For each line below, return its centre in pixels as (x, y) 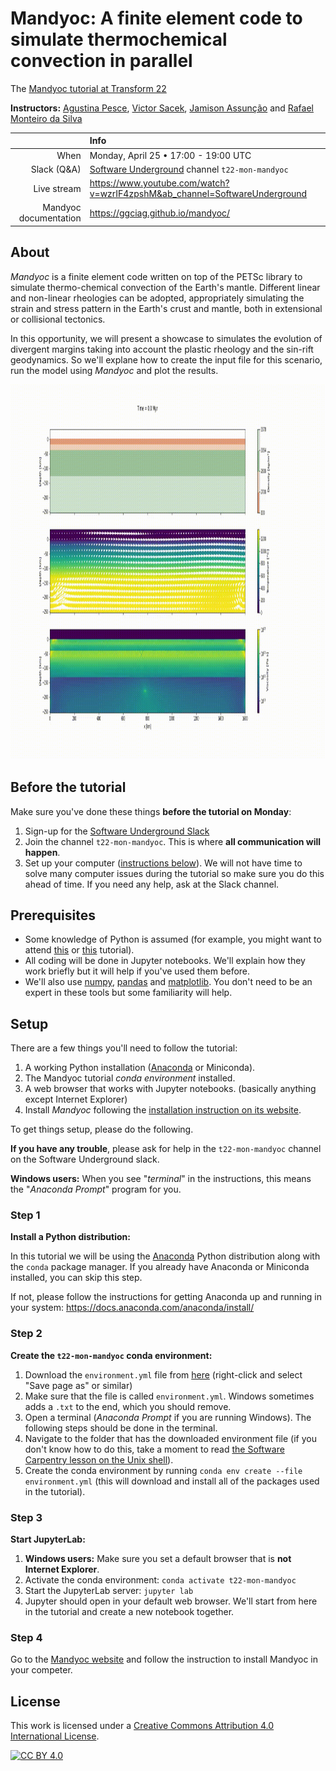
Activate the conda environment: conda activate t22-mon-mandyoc (160, 1580)
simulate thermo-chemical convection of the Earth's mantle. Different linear (165, 287)
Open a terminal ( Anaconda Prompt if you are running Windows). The (168, 1417)
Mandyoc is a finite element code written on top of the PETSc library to (156, 276)
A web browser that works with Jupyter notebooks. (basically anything (170, 1089)
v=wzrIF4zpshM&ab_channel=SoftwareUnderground (198, 194)
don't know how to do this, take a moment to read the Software (154, 1449)
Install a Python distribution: (70, 1237)
